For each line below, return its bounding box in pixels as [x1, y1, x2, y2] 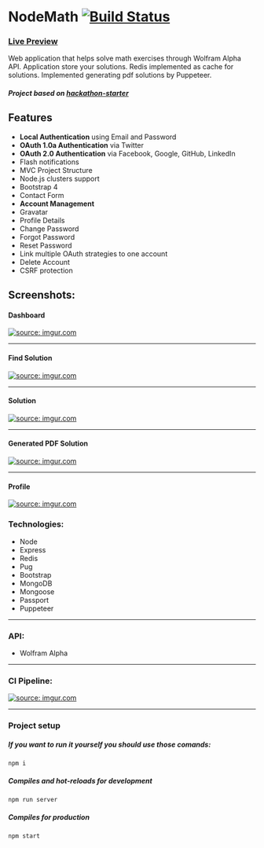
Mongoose [19, 586, 55, 597]
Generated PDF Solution [8, 439, 89, 448]
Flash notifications [19, 157, 80, 167]
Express [19, 545, 46, 554]
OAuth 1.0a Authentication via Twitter [19, 140, 144, 149]
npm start [8, 832, 41, 840]
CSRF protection [19, 266, 73, 275]
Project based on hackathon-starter [8, 89, 130, 98]
